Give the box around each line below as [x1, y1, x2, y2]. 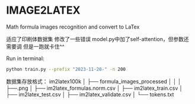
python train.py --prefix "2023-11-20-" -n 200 [6, 66, 126, 72]
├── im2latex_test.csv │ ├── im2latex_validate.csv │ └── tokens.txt [6, 90, 174, 98]
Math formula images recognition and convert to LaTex [6, 23, 140, 30]
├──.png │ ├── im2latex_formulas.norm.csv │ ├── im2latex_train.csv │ [6, 84, 183, 92]
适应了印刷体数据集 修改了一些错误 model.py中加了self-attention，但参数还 [6, 35, 189, 42]
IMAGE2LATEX [6, 4, 81, 17]
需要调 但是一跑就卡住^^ [6, 43, 65, 50]
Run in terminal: [6, 55, 44, 62]
